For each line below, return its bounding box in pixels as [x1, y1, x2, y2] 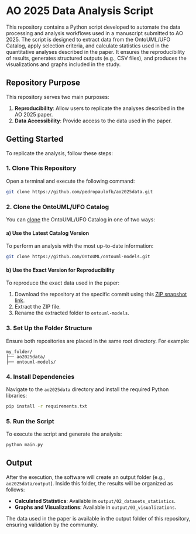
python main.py [6, 442, 43, 448]
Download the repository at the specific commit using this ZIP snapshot [14, 291, 187, 298]
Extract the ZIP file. [14, 303, 61, 310]
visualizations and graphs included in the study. [6, 60, 121, 68]
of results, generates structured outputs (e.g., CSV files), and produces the [6, 54, 187, 61]
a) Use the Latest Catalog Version [6, 230, 90, 237]
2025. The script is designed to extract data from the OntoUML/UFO [6, 36, 171, 43]
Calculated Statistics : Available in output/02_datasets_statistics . [14, 497, 176, 504]
